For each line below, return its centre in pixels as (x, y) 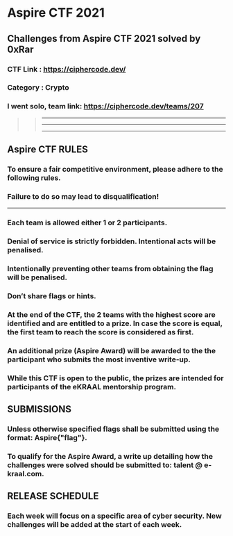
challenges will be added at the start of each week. (95, 525)
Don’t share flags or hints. (52, 296)
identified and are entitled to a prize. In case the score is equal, (115, 323)
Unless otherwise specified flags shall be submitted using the (113, 429)
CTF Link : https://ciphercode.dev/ (67, 69)
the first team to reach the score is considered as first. (101, 332)
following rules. (34, 178)
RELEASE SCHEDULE (53, 496)
